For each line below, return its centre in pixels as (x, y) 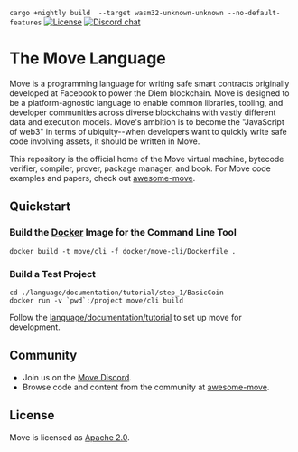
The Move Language (88, 58)
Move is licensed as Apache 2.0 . (70, 437)
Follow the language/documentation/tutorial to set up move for (126, 317)
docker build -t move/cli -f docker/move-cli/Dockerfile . (123, 251)
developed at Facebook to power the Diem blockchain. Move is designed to (149, 93)
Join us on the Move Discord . (77, 377)
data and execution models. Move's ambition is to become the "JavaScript (147, 121)
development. (35, 327)
